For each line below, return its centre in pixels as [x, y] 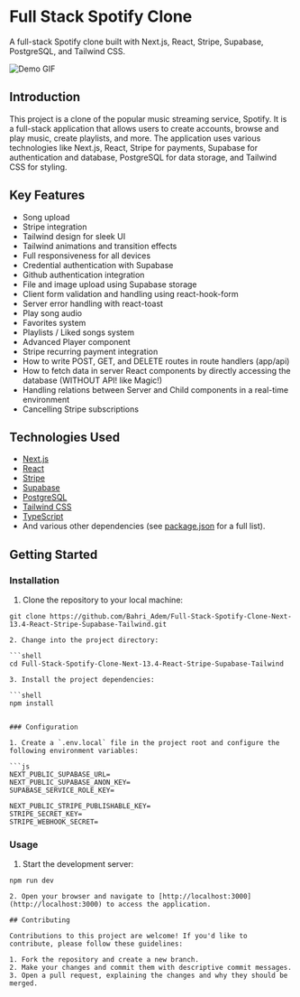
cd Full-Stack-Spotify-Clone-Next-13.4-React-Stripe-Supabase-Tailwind [146, 664]
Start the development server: [78, 864]
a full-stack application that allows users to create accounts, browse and [144, 128]
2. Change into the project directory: [84, 640]
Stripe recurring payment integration [90, 351]
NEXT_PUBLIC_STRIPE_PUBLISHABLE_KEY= [80, 806]
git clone [28, 617]
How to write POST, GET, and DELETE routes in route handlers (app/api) [156, 361]
